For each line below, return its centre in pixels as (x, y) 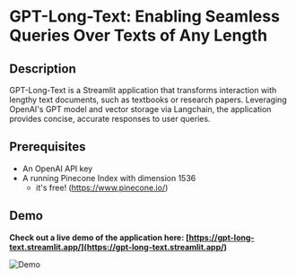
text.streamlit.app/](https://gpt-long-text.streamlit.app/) (118, 247)
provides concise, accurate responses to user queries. (110, 119)
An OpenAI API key (57, 169)
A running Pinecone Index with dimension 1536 (109, 178)
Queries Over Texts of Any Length (138, 35)
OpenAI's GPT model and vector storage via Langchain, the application (140, 109)
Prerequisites (48, 147)
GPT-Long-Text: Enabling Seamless (145, 17)
